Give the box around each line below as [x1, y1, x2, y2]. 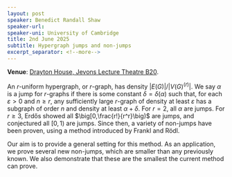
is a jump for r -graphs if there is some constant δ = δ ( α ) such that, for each [7, 89, 223, 97]
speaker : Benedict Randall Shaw [7, 17, 100, 24]
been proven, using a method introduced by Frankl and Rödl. [7, 126, 180, 135]
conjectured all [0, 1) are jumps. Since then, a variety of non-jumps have [7, 119, 213, 127]
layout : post [7, 10, 45, 17]
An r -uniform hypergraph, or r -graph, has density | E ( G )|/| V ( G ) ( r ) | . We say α [7, 81, 222, 91]
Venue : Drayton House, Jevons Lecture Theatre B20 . [7, 67, 159, 76]
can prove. [7, 162, 38, 170]
